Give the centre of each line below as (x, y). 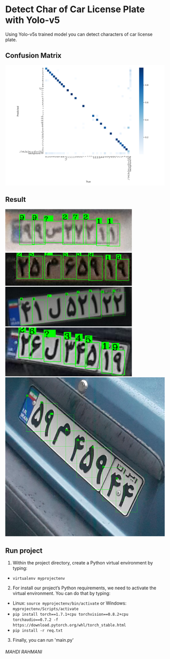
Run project (24, 550)
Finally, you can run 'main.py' (43, 640)
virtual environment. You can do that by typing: (61, 593)
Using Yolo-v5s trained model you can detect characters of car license (79, 34)
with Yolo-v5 (33, 20)
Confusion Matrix (33, 56)
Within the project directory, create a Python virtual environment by (83, 563)
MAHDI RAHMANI (24, 651)
